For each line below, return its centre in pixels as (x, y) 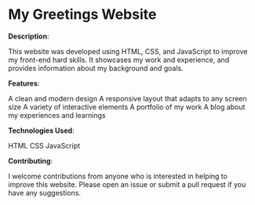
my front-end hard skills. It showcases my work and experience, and (119, 60)
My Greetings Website (82, 15)
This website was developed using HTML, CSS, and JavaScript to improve (128, 51)
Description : (29, 36)
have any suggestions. (44, 192)
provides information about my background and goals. (96, 68)
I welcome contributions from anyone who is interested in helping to (118, 176)
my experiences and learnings (57, 115)
